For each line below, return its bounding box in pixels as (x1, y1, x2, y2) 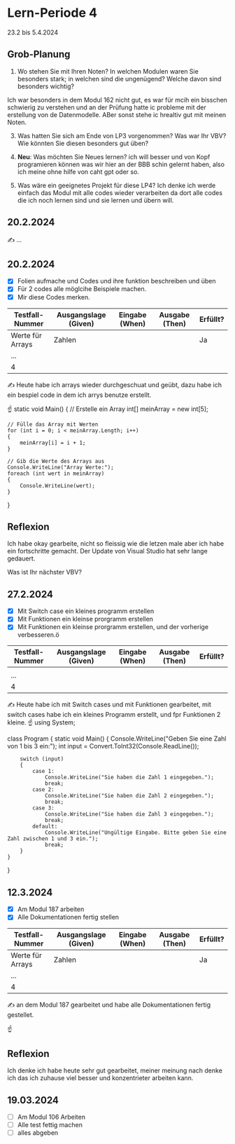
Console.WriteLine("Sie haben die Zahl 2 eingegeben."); (44, 793, 215, 800)
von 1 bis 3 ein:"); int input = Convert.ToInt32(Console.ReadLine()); (7, 742, 199, 751)
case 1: (32, 768, 55, 775)
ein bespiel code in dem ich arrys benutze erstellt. (7, 391, 152, 399)
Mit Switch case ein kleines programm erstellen (17, 607, 155, 615)
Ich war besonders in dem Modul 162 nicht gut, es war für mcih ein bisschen (7, 95, 227, 104)
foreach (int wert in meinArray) (7, 470, 105, 477)
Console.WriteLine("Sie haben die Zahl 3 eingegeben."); (44, 811, 215, 818)
